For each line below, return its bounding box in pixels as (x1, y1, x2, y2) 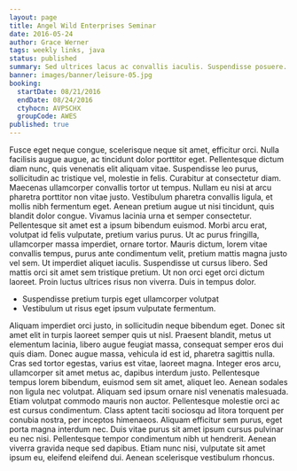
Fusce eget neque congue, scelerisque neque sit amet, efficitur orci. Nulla (9, 145, 279, 155)
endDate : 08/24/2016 (17, 95, 93, 105)
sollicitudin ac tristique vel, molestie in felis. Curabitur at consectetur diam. (9, 173, 282, 183)
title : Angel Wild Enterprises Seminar (9, 21, 157, 30)
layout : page (9, 12, 58, 22)
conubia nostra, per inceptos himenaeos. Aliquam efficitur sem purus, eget (9, 414, 283, 425)
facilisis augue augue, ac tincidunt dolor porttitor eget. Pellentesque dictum (9, 154, 285, 164)
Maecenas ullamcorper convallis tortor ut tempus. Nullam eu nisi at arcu (9, 183, 272, 192)
